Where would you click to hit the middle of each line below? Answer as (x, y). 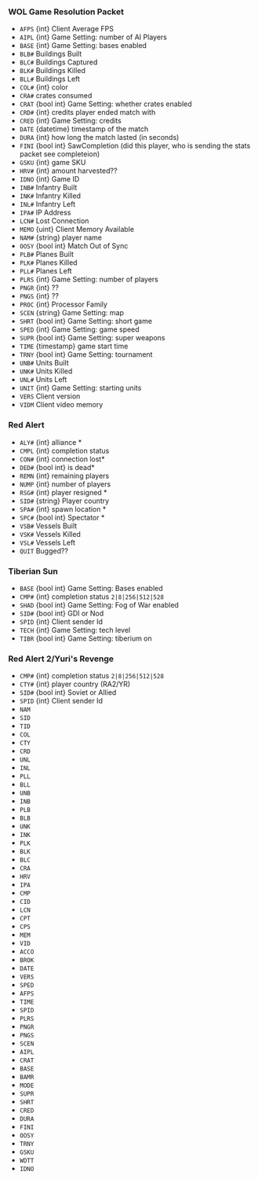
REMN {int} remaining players (64, 476)
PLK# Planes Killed (48, 263)
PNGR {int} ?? (39, 288)
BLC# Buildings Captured (58, 62)
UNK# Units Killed (46, 371)
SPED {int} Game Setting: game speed (79, 329)
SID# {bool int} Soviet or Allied (68, 692)
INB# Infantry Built (48, 188)
